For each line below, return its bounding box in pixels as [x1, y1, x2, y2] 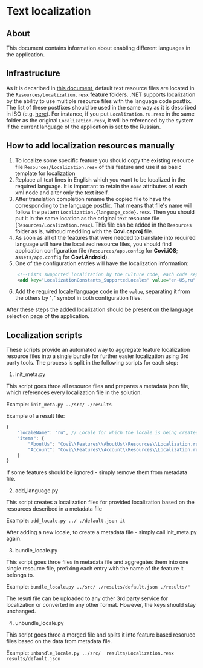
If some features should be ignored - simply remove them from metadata [6, 469, 188, 476]
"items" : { [17, 435, 45, 441]
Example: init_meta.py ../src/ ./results [6, 401, 112, 408]
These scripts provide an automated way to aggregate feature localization [6, 346, 190, 354]
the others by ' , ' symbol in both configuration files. [14, 294, 142, 302]
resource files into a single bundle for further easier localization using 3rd [6, 352, 189, 360]
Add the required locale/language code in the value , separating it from [14, 288, 190, 295]
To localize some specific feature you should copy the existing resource [14, 156, 195, 164]
